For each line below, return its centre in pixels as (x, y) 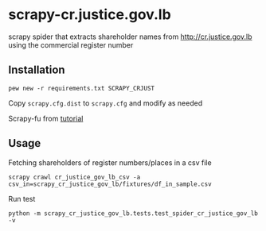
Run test (22, 198)
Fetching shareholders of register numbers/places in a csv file (110, 162)
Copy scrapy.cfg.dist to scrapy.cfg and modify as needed (106, 103)
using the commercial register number (71, 44)
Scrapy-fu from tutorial (46, 118)
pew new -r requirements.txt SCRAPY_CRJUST (82, 88)
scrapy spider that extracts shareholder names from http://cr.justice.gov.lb (130, 37)
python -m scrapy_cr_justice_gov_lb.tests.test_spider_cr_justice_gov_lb (133, 213)
